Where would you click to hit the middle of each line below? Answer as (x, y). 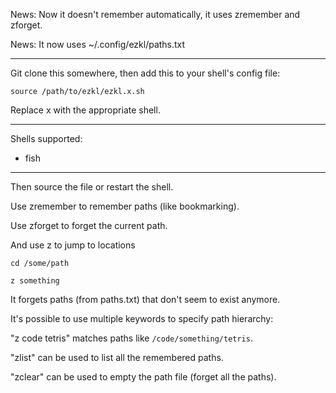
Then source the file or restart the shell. (92, 187)
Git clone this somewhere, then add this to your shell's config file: (145, 73)
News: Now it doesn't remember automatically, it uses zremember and (155, 14)
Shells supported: (46, 138)
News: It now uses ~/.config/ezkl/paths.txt (98, 44)
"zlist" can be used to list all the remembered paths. (117, 357)
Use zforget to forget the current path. (89, 225)
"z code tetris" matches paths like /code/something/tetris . (131, 338)
